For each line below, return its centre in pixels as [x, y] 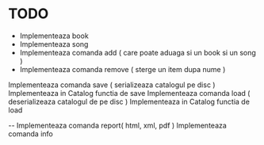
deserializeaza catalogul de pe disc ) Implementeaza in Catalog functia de [129, 101]
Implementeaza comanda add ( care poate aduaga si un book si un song [138, 52]
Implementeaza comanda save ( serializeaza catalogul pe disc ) [112, 85]
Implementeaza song [54, 44]
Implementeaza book [54, 36]
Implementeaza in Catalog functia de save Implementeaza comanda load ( [129, 93]
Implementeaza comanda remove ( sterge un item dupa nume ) [122, 69]
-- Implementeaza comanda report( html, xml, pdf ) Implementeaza [118, 125]
